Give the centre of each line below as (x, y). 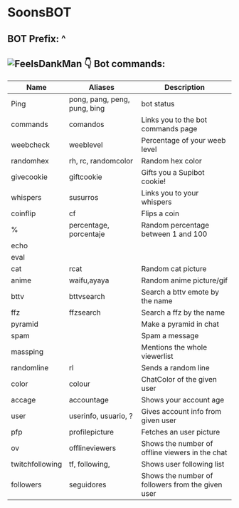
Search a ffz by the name (183, 313)
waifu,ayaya (89, 280)
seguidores (87, 484)
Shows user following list (183, 464)
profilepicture (91, 432)
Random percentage (175, 225)
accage (23, 400)
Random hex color (172, 161)
